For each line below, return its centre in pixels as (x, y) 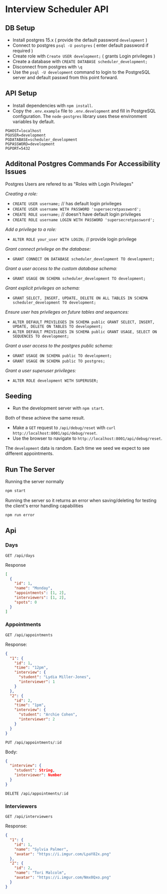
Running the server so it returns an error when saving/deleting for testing (81, 501)
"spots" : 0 (26, 602)
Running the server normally (34, 482)
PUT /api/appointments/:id (33, 742)
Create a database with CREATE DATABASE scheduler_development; (80, 61)
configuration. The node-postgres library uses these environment (79, 116)
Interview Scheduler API (57, 9)
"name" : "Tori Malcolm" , (40, 873)
